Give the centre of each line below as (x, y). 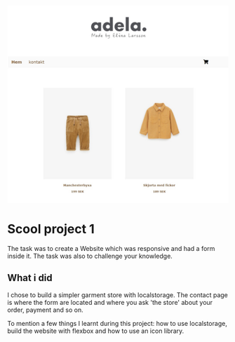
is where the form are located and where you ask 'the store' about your (110, 302)
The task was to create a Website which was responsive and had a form (111, 248)
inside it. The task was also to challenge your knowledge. (90, 256)
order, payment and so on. (46, 310)
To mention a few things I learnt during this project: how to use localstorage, (117, 323)
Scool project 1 (51, 229)
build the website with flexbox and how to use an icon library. (96, 331)
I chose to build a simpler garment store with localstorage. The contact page (117, 295)
